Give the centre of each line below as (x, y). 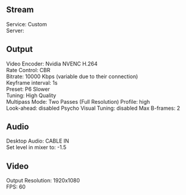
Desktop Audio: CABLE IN (38, 141)
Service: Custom (27, 24)
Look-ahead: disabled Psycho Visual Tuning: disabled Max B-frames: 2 (93, 108)
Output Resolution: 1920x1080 (43, 181)
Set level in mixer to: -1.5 (36, 147)
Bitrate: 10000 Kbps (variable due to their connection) (72, 76)
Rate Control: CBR (28, 70)
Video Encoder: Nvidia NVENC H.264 (52, 64)
